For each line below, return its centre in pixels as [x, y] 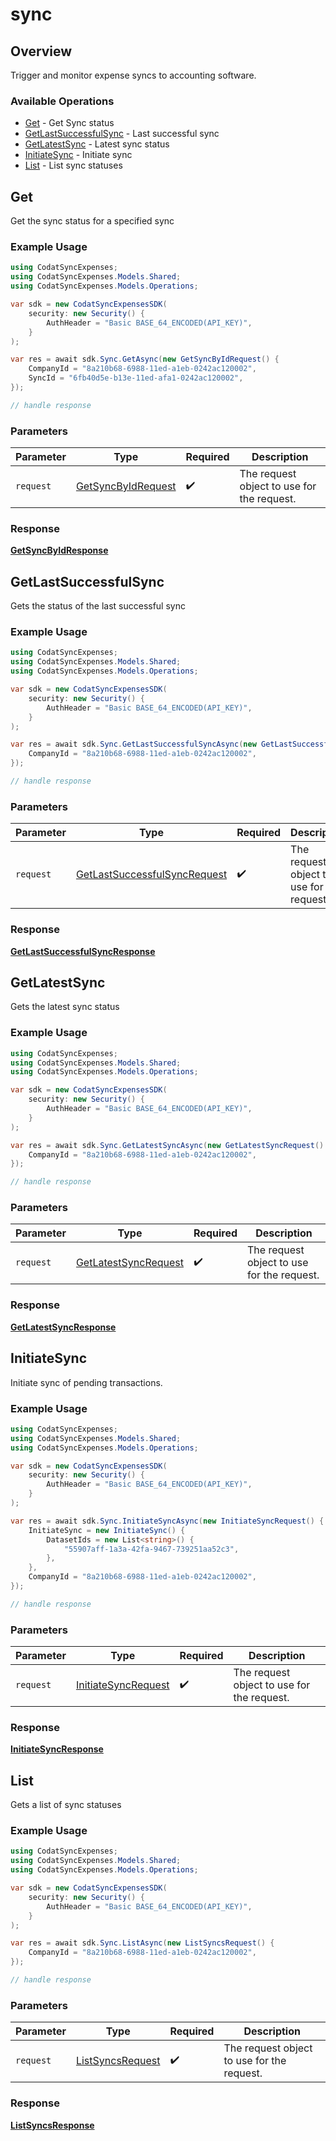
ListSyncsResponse [52, 2125]
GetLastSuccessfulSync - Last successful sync [122, 134]
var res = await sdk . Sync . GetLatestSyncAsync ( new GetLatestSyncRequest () [167, 1145]
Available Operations [62, 101]
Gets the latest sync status [65, 1007]
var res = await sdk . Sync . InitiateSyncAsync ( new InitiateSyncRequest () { [167, 1521]
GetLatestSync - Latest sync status [97, 144]
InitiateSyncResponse [57, 1749]
